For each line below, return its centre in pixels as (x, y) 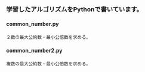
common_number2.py (34, 50)
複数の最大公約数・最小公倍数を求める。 (48, 64)
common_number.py (33, 24)
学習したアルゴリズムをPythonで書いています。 (75, 9)
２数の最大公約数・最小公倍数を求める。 (48, 37)
